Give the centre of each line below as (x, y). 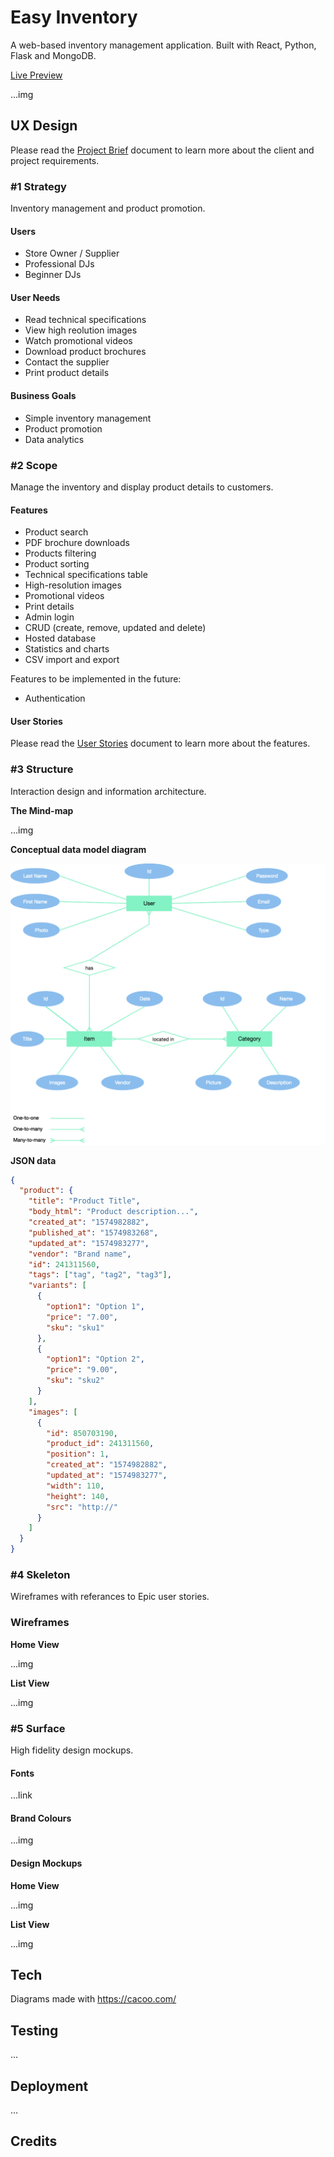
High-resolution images (73, 585)
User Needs (35, 297)
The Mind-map (42, 810)
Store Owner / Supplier (72, 253)
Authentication (55, 698)
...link (21, 1795)
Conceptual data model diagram (78, 849)
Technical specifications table (86, 575)
